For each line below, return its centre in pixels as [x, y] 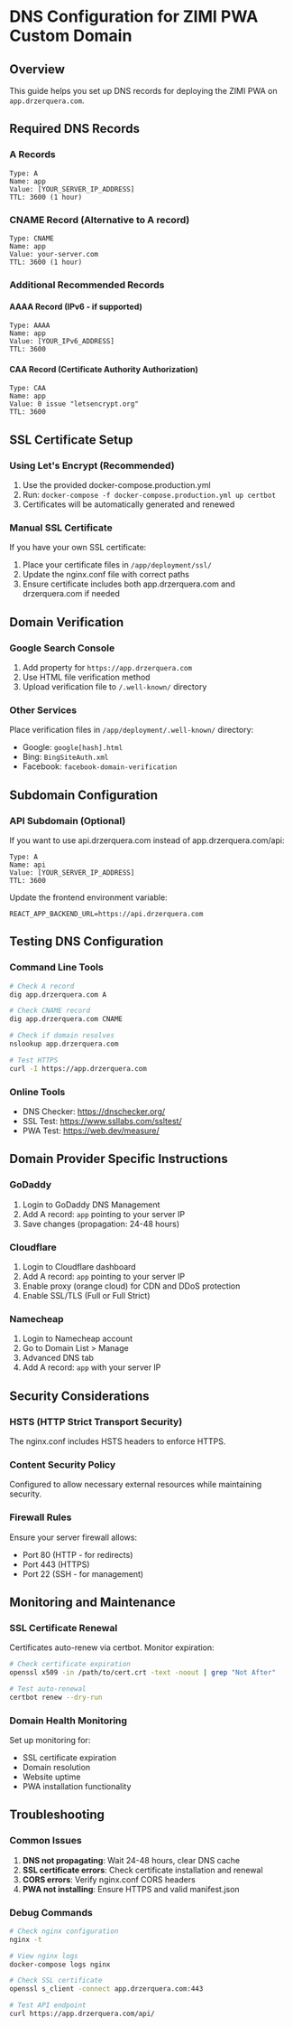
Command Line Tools [56, 967]
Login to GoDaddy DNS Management [91, 1205]
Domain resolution [56, 1767]
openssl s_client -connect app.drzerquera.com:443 [106, 1989]
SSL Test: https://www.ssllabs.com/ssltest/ [102, 1121]
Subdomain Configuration [84, 795]
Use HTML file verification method [86, 677]
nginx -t [26, 1939]
